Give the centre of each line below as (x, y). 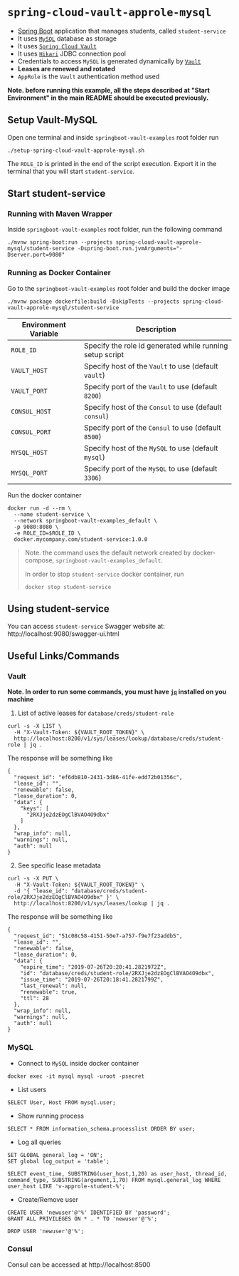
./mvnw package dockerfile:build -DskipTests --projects (94, 302)
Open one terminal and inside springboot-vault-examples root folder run (113, 137)
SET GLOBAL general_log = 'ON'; (55, 1155)
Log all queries (39, 1142)
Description (156, 329)
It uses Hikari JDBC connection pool (72, 53)
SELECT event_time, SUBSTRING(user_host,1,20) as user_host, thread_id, (117, 1174)
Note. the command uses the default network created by (108, 552)
